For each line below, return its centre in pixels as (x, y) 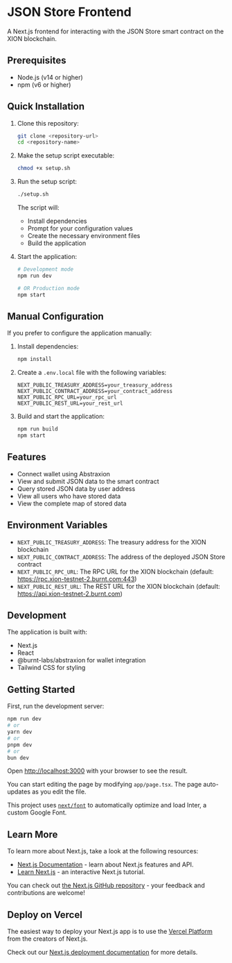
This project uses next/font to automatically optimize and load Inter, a (107, 805)
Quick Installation (46, 107)
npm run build (37, 429)
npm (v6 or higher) (44, 85)
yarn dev (20, 732)
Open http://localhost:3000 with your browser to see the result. (98, 771)
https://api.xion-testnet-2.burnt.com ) (70, 594)
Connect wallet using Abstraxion (64, 474)
